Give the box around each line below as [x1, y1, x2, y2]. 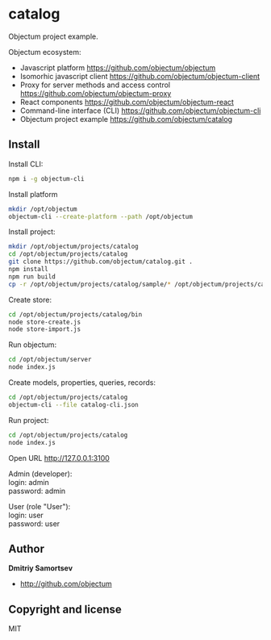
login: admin [8, 477, 50, 487]
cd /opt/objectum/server [8, 356, 92, 364]
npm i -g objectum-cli [8, 174, 85, 182]
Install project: [8, 227, 56, 236]
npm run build [8, 272, 56, 281]
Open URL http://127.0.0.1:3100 [8, 453, 110, 462]
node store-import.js [8, 325, 81, 333]
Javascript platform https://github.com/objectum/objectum [19, 62, 216, 73]
